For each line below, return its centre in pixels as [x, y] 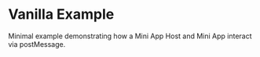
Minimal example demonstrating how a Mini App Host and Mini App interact [130, 36]
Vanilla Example [61, 14]
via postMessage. [37, 44]
